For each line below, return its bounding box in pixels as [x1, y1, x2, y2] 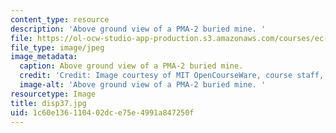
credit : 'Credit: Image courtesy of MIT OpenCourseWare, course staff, [19, 71, 325, 81]
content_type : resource [10, 14, 110, 25]
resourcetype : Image [10, 89, 97, 99]
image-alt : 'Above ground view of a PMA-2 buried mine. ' [19, 80, 267, 90]
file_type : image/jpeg [10, 42, 105, 53]
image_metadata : [10, 52, 78, 62]
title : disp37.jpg [10, 98, 87, 108]
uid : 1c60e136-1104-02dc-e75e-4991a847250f [10, 107, 195, 118]
